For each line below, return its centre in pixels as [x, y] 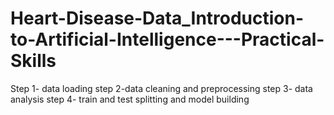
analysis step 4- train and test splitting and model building [130, 99]
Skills [33, 61]
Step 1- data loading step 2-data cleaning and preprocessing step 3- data [161, 88]
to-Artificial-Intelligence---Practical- [167, 39]
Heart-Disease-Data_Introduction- [157, 18]
